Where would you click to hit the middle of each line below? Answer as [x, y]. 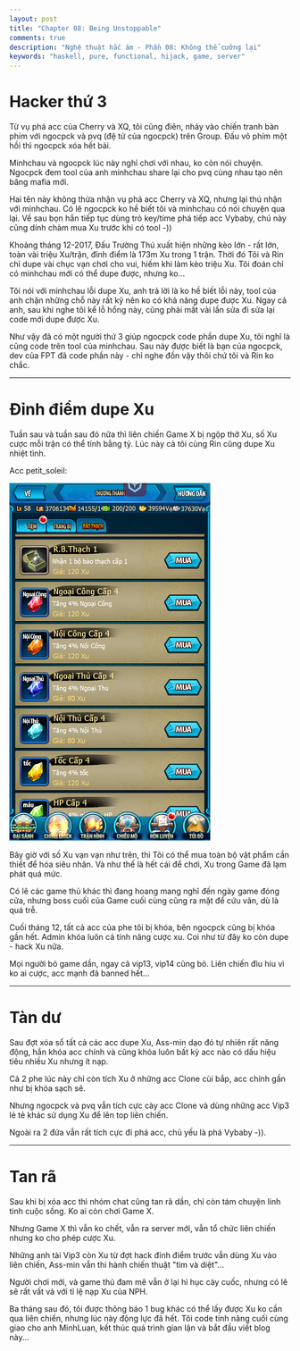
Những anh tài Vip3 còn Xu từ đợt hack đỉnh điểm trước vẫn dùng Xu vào [143, 1254]
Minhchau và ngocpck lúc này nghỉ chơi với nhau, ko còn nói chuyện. [136, 163]
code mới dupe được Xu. [54, 319]
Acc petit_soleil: [38, 470]
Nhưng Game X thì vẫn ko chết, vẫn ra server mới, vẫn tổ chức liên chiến [142, 1228]
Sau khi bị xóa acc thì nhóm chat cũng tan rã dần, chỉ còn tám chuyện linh [145, 1201]
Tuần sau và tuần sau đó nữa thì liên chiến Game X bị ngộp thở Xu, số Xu [143, 434]
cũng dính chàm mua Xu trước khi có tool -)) [91, 228]
